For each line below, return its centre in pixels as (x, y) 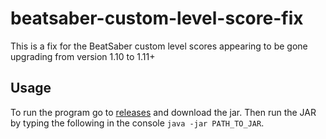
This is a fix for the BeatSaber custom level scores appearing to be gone (159, 46)
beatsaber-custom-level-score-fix (157, 18)
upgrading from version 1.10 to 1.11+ (83, 56)
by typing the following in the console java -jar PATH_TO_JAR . (137, 123)
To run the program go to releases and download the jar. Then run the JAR (163, 112)
